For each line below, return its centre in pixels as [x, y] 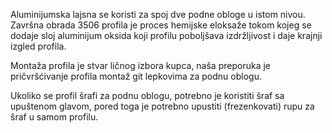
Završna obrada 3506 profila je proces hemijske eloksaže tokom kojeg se [161, 25]
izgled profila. [38, 46]
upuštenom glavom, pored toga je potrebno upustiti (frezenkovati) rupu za [162, 106]
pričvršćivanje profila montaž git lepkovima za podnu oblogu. [136, 76]
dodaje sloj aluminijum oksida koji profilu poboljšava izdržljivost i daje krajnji [166, 35]
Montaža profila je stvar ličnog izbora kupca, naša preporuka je [140, 65]
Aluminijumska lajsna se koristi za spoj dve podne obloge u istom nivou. [158, 14]
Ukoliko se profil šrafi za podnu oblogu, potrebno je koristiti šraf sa [147, 95]
